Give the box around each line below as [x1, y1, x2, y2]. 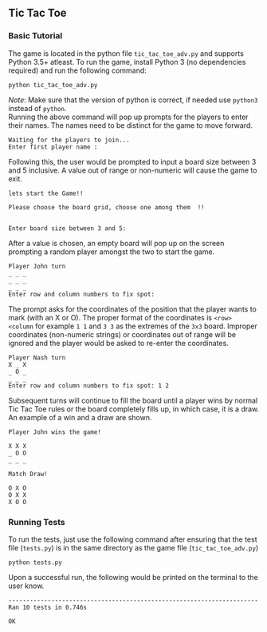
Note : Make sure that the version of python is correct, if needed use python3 [8, 95, 258, 105]
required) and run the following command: [8, 66, 147, 75]
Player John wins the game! [8, 427, 102, 436]
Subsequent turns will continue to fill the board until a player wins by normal [8, 395, 257, 405]
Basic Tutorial [8, 30, 63, 42]
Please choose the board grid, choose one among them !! [8, 203, 205, 211]
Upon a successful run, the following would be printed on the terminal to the [8, 572, 259, 582]
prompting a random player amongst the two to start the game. [8, 247, 215, 256]
